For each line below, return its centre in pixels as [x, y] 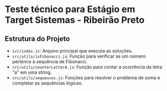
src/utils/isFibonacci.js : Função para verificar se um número [79, 56]
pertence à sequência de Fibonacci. [50, 61]
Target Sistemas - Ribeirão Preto [75, 20]
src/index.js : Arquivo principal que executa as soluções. [72, 51]
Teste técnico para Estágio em [70, 9]
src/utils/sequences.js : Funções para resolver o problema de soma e [86, 78]
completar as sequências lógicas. [47, 83]
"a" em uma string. [32, 72]
